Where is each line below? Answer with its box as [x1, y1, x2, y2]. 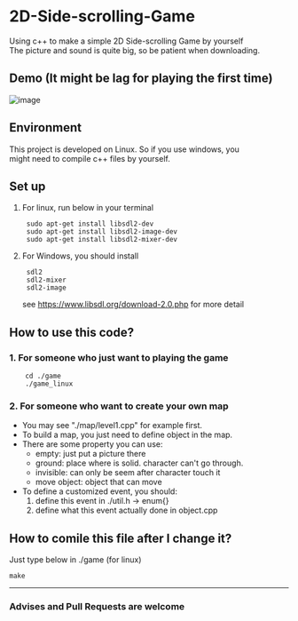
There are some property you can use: [21, 439, 163, 450]
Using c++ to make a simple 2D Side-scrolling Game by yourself [9, 36, 244, 46]
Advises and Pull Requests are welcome [9, 601, 185, 613]
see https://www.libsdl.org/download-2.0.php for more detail [21, 299, 245, 310]
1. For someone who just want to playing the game [9, 351, 229, 363]
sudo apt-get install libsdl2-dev [26, 219, 154, 228]
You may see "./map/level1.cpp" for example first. [21, 420, 202, 431]
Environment [9, 120, 82, 135]
